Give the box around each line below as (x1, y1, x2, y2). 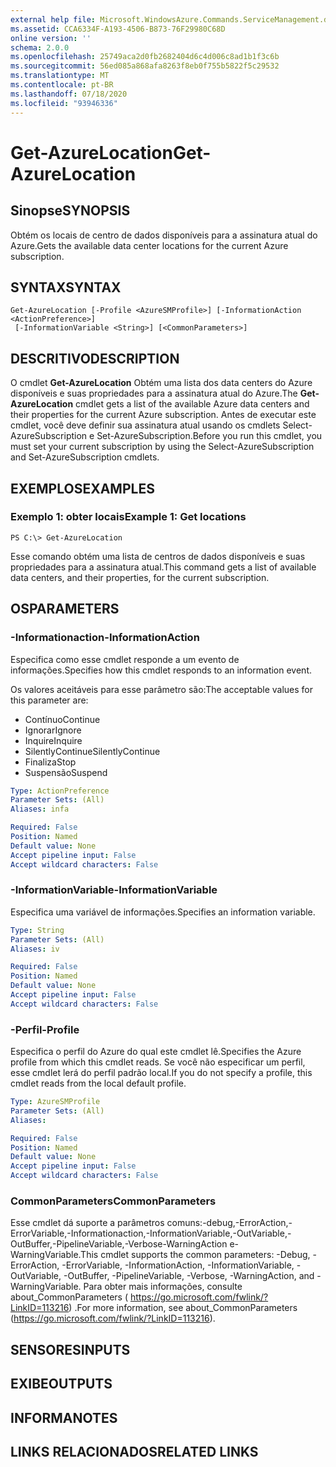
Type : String (10, 925, 65, 935)
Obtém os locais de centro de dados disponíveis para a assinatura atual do (10, 229, 318, 241)
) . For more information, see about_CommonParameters (68, 1302, 298, 1314)
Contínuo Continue (24, 713, 101, 725)
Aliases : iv (10, 944, 60, 954)
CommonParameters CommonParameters (10, 1194, 217, 1208)
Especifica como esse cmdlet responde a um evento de (10, 653, 240, 665)
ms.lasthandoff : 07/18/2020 (10, 89, 128, 99)
